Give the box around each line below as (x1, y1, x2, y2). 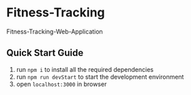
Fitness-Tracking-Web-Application (6, 27, 103, 36)
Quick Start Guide (6, 47, 84, 59)
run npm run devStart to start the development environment (16, 72, 184, 81)
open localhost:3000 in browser (16, 80, 107, 88)
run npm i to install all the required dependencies (16, 65, 154, 73)
